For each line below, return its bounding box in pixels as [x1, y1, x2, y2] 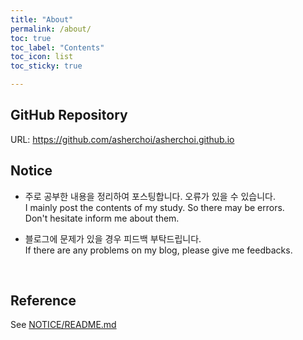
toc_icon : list [10, 52, 74, 62]
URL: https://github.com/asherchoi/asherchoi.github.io [10, 133, 235, 145]
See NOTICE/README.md [10, 319, 117, 331]
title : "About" [10, 14, 74, 25]
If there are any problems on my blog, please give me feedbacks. [24, 244, 293, 256]
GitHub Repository [10, 107, 128, 124]
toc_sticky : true [10, 61, 83, 71]
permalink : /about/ [10, 24, 92, 34]
